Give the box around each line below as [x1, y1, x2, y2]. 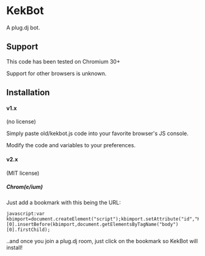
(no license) [6, 118, 37, 125]
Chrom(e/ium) [6, 183, 43, 191]
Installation [6, 87, 50, 98]
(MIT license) [6, 169, 40, 177]
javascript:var [6, 210, 45, 217]
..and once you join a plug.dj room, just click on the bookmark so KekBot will [6, 237, 198, 244]
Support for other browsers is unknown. [6, 70, 107, 77]
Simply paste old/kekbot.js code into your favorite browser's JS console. [6, 130, 189, 137]
